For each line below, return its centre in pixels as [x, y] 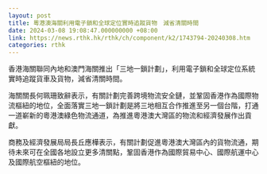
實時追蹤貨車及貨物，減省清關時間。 [68, 79]
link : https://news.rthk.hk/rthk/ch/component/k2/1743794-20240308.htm [129, 38]
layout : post [30, 15]
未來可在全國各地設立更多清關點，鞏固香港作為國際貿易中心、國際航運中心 [137, 153]
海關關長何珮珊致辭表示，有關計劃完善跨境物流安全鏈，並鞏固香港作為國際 [130, 95]
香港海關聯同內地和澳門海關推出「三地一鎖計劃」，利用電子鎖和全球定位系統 [132, 69]
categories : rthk [37, 45]
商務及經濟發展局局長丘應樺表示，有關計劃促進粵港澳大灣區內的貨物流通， [130, 142]
